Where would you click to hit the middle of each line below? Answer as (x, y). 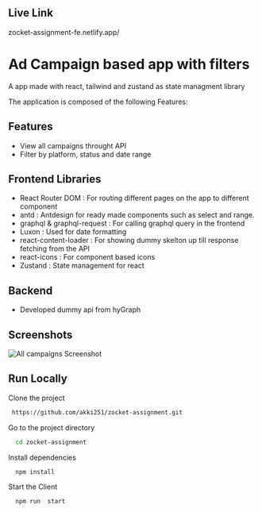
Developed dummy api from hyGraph (80, 310)
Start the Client (33, 487)
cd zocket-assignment (51, 442)
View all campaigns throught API (73, 145)
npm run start (40, 502)
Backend (31, 290)
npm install (35, 472)
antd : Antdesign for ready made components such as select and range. (137, 215)
